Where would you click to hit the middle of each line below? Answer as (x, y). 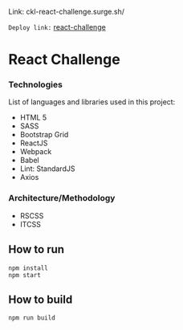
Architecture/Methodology (62, 198)
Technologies (35, 85)
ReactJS (34, 143)
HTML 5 (33, 118)
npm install (28, 268)
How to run (37, 249)
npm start (25, 275)
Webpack (36, 152)
